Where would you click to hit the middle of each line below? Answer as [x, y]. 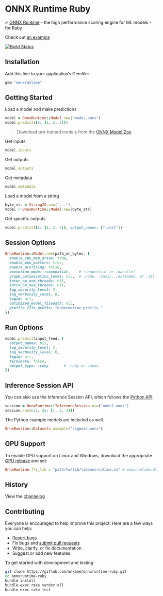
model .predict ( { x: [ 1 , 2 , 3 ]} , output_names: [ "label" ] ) [64, 227]
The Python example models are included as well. [55, 420]
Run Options [24, 327]
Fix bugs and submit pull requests [46, 543]
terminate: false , [28, 361]
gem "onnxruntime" [24, 83]
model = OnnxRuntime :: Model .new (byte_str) [49, 209]
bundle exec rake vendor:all [34, 585]
